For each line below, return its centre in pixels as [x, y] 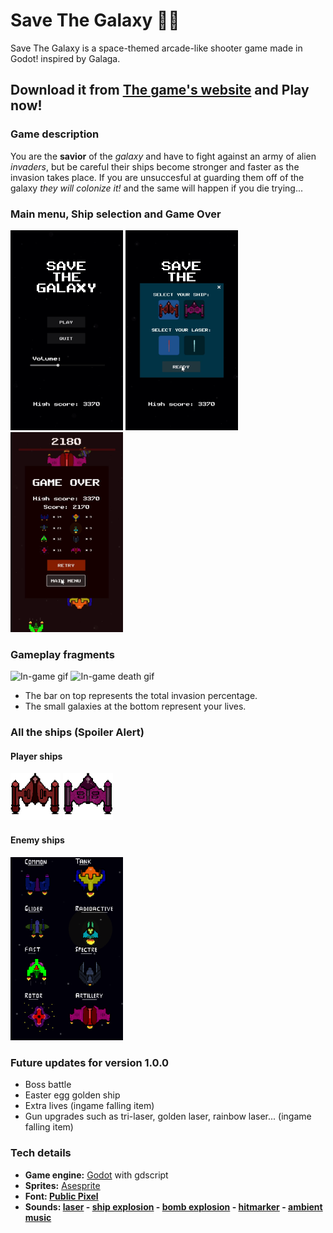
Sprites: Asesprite [62, 1185]
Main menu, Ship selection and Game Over [116, 214]
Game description [55, 134]
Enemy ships [37, 840]
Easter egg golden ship [72, 1095]
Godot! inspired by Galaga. [65, 58]
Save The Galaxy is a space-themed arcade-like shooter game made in [156, 48]
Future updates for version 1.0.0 [90, 1062]
